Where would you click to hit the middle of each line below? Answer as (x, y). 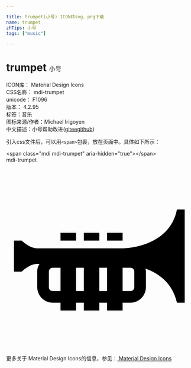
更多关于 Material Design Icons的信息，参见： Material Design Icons (89, 359)
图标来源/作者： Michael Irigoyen (46, 122)
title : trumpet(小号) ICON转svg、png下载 (55, 17)
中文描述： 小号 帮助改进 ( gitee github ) (50, 129)
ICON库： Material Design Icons (45, 85)
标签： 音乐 (19, 114)
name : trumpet (24, 22)
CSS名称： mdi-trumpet (35, 92)
